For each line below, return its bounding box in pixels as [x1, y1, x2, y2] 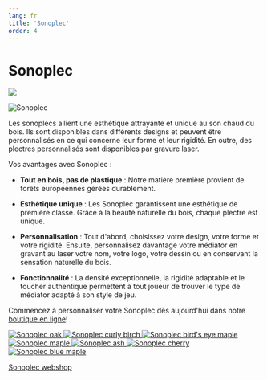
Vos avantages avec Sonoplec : [8, 160, 112, 170]
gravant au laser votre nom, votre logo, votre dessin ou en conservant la [19, 249, 259, 259]
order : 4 [8, 27, 38, 35]
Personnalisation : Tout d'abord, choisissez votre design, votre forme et [19, 232, 259, 242]
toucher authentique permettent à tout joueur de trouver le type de [19, 282, 241, 292]
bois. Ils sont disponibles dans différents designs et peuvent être [8, 127, 222, 137]
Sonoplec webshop [8, 362, 72, 372]
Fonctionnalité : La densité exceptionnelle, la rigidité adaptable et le [19, 273, 245, 283]
